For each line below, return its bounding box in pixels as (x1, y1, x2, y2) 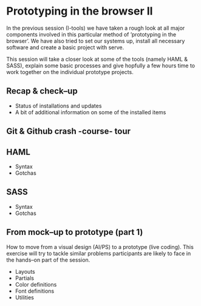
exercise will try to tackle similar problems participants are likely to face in (6, 250, 191, 257)
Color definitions (15, 280, 57, 288)
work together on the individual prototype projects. (6, 68, 134, 75)
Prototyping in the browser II (6, 4, 153, 18)
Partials (15, 274, 35, 282)
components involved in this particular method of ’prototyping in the (6, 30, 177, 38)
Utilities (15, 293, 35, 301)
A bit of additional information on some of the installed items (15, 108, 166, 116)
